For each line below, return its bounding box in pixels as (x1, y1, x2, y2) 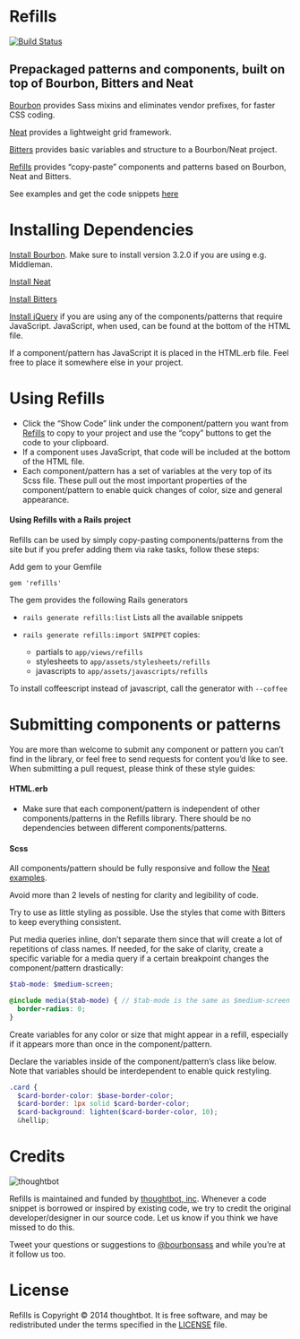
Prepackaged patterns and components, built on (9, 62, 286, 77)
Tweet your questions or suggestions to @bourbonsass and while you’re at (9, 1239, 286, 1249)
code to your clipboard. (21, 436, 109, 447)
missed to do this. (9, 1222, 75, 1232)
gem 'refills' (9, 578, 63, 588)
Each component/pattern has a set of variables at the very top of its (21, 465, 272, 476)
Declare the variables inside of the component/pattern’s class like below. (9, 1056, 278, 1067)
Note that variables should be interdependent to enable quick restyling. (9, 1065, 272, 1076)
